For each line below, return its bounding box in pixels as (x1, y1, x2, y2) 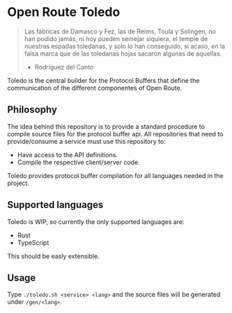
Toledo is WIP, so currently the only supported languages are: (7, 217, 185, 226)
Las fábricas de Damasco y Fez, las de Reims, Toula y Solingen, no (24, 27, 217, 35)
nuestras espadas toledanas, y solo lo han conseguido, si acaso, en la (24, 42, 225, 50)
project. (7, 179, 30, 187)
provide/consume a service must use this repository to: (7, 137, 166, 145)
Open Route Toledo (7, 4, 121, 20)
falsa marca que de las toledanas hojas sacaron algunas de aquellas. (24, 49, 222, 58)
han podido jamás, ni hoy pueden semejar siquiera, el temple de (24, 34, 208, 42)
